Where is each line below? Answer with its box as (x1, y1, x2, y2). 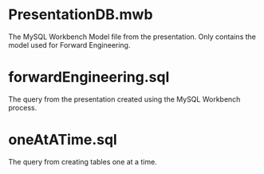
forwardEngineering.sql (8, 68, 170, 87)
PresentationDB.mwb (8, 6, 153, 24)
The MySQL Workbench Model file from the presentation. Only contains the (8, 32, 257, 41)
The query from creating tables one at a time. (8, 157, 157, 166)
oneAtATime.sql (8, 131, 117, 149)
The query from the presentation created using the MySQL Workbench (8, 94, 241, 104)
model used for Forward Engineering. (8, 40, 131, 49)
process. (8, 102, 37, 112)
